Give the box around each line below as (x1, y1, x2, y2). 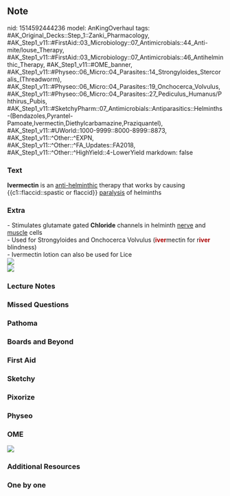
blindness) (7, 243, 37, 251)
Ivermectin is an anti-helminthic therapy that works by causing (7, 181, 185, 189)
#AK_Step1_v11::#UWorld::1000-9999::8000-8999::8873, (7, 126, 167, 134)
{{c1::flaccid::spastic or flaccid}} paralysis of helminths (7, 189, 162, 197)
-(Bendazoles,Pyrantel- (7, 112, 73, 120)
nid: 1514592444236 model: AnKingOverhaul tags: (7, 23, 150, 32)
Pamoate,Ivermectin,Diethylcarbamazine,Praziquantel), (7, 118, 163, 127)
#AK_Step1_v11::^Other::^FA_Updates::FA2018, (7, 141, 136, 149)
